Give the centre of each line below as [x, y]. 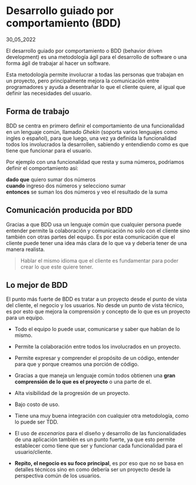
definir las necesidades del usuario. [49, 93]
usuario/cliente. [33, 452]
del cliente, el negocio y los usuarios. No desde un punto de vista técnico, [95, 305]
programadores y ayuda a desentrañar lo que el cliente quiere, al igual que [96, 87]
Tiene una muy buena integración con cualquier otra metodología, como [102, 416]
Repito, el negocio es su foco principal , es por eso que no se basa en [99, 463]
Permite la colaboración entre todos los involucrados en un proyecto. [98, 347]
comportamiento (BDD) [63, 23]
